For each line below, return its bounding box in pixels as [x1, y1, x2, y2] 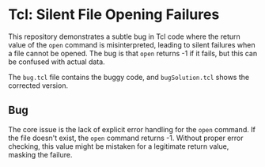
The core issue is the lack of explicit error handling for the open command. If [8, 124, 256, 134]
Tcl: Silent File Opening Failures [8, 6, 220, 24]
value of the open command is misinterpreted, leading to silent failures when [8, 40, 256, 49]
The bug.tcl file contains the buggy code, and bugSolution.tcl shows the [8, 72, 250, 82]
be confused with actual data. [8, 57, 105, 66]
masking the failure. [8, 150, 73, 159]
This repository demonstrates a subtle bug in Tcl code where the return [8, 32, 241, 41]
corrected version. [8, 81, 69, 90]
